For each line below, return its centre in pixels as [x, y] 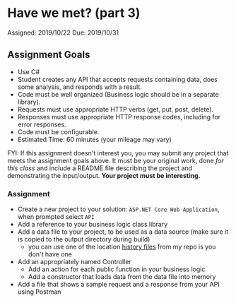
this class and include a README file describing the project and [100, 168]
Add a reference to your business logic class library [93, 225]
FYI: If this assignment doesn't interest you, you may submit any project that [118, 153]
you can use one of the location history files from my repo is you [122, 247]
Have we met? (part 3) [74, 13]
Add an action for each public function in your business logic [117, 269]
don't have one [50, 254]
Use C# [29, 71]
